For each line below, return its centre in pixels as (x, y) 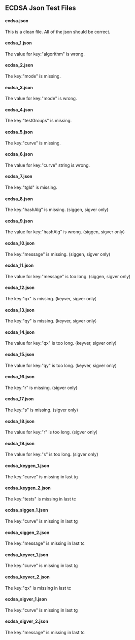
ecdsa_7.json (19, 177)
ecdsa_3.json (19, 87)
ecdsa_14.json (20, 332)
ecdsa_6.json (19, 154)
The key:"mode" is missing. (33, 76)
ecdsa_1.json (18, 43)
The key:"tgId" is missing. (31, 187)
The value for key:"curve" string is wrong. (48, 165)
